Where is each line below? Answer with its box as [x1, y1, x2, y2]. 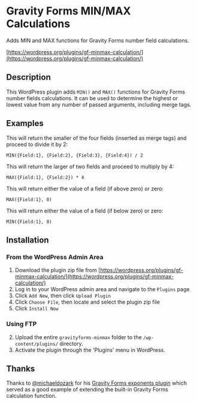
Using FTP [6, 320, 37, 328]
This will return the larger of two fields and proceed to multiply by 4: [6, 163, 174, 170]
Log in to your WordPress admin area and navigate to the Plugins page [14, 286, 190, 293]
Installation [6, 235, 49, 245]
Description [6, 72, 51, 82]
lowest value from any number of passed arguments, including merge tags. [6, 101, 192, 108]
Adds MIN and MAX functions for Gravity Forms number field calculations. [6, 37, 190, 44]
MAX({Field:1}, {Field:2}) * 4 [6, 174, 84, 181]
